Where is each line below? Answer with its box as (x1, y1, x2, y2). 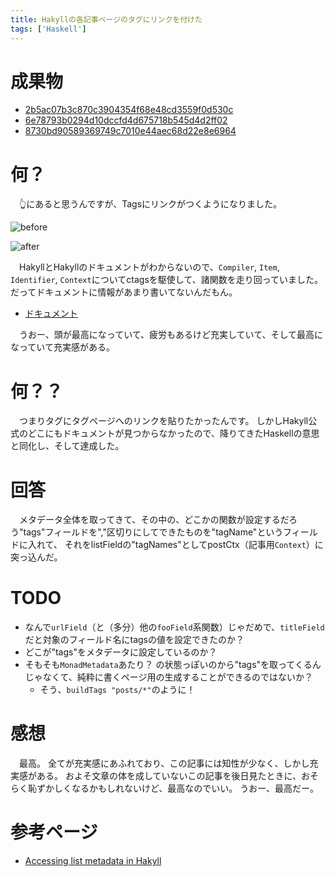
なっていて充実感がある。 (10, 341, 115, 353)
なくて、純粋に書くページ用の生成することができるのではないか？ (42, 671, 314, 683)
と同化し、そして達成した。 (10, 440, 125, 452)
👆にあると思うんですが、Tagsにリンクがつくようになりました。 (18, 198, 283, 210)
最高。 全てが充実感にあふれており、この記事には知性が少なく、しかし (18, 757, 310, 770)
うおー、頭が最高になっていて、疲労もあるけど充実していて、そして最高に (18, 329, 324, 341)
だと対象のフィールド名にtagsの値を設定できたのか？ (24, 634, 245, 646)
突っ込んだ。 (10, 551, 63, 563)
